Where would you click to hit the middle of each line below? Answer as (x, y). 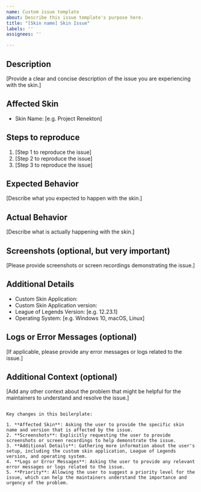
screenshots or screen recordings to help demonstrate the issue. (91, 441)
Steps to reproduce (43, 137)
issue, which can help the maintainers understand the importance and (97, 478)
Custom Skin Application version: (56, 305)
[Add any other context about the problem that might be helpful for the (94, 391)
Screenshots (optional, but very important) (88, 251)
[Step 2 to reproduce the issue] (54, 158)
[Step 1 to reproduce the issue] (53, 152)
